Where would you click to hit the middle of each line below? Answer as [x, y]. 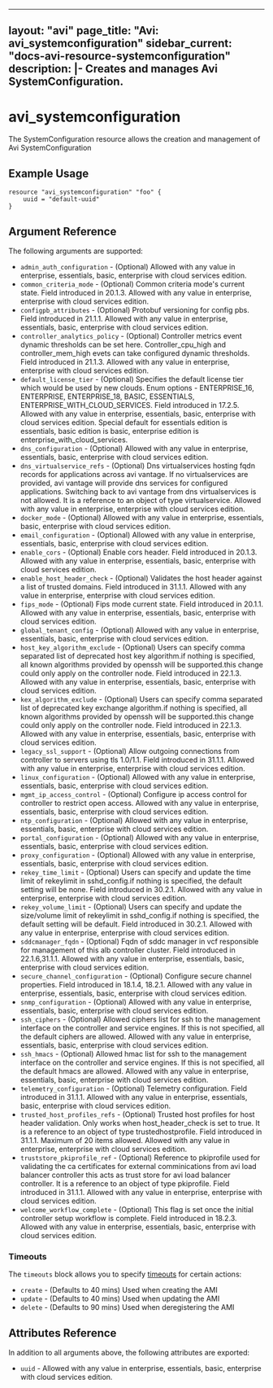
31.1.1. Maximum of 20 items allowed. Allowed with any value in [125, 1140]
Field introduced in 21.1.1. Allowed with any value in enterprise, [124, 318]
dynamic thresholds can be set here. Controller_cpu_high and [123, 344]
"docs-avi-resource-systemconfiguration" [120, 57]
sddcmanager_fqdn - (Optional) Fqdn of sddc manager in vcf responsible [139, 941]
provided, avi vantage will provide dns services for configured [124, 483]
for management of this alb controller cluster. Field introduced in [128, 950]
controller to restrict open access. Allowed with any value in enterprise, [139, 803]
